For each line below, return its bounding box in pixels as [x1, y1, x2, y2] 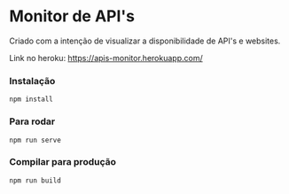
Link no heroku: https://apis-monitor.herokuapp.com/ [9, 52, 203, 63]
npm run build [9, 175, 62, 185]
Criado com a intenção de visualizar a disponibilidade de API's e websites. [9, 35, 281, 46]
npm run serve [9, 136, 62, 144]
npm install [9, 95, 53, 104]
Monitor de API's [9, 6, 136, 27]
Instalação [9, 74, 56, 87]
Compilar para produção [9, 156, 117, 168]
